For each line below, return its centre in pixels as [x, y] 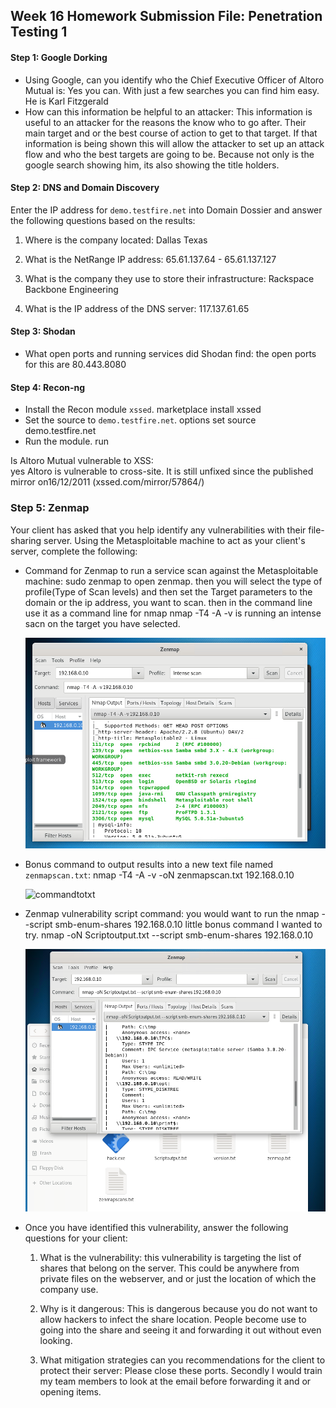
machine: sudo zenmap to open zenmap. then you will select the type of [173, 581]
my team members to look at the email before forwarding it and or [175, 1381]
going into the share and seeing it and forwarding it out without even [180, 1330]
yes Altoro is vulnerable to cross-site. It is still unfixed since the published [162, 471]
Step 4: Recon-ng [48, 387]
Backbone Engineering [71, 289]
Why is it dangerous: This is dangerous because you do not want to [178, 1309]
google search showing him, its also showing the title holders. [152, 165]
